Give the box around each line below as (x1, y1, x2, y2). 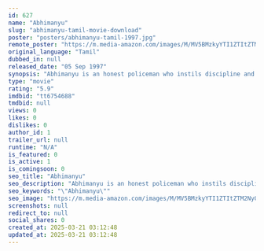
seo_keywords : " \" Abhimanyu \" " (8, 186, 111, 195)
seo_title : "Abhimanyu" (8, 172, 86, 181)
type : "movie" (8, 77, 55, 85)
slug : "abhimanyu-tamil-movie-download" (8, 26, 143, 34)
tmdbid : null (8, 99, 51, 107)
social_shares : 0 (8, 216, 65, 224)
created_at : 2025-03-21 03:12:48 (8, 223, 118, 232)
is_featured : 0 (8, 150, 58, 158)
